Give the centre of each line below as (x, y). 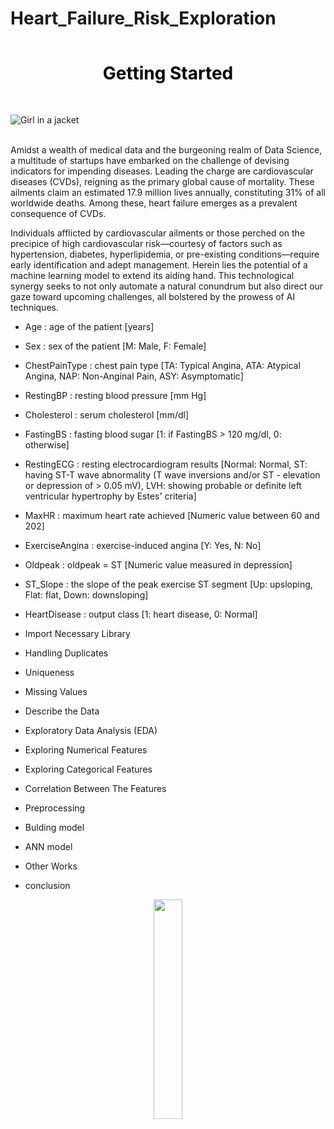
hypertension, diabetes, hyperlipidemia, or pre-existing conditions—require (165, 254)
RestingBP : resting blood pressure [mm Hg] (115, 395)
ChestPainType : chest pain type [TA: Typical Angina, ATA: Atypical (162, 365)
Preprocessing (55, 808)
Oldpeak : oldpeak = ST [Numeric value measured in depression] (158, 564)
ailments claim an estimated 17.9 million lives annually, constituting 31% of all (168, 192)
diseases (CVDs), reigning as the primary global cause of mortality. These (162, 181)
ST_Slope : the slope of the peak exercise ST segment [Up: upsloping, (168, 584)
